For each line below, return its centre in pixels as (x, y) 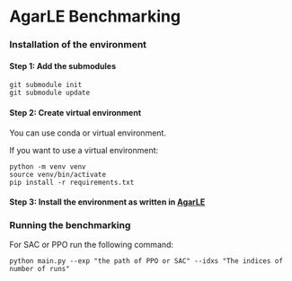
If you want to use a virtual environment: (84, 150)
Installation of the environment (78, 45)
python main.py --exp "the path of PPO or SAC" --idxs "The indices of (146, 261)
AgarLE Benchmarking (95, 17)
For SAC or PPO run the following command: (91, 245)
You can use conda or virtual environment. (88, 133)
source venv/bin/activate (58, 174)
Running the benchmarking (70, 225)
